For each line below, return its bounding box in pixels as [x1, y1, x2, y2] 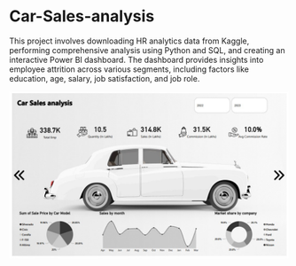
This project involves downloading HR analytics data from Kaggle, [9, 35, 250, 46]
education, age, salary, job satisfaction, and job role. [9, 73, 200, 83]
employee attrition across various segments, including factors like [9, 64, 250, 74]
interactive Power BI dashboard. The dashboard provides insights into [9, 54, 264, 65]
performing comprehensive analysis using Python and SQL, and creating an [9, 44, 285, 55]
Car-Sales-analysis [9, 6, 155, 27]
